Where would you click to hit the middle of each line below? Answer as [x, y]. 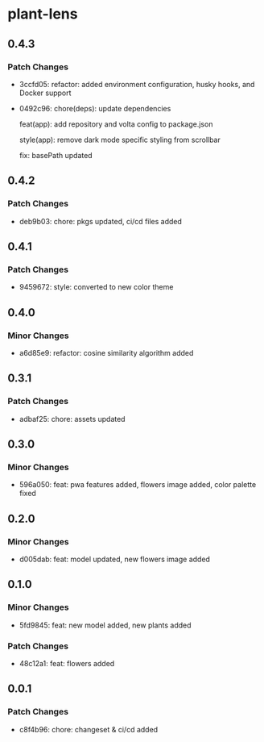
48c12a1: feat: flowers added [67, 663]
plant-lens [43, 14]
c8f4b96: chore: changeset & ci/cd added [89, 729]
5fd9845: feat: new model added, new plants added [105, 625]
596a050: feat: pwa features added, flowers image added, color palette [138, 485]
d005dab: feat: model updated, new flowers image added [115, 559]
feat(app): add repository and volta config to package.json [116, 124]
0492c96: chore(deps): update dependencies [95, 108]
